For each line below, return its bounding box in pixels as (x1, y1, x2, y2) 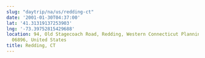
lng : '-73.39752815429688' (6, 25, 75, 32)
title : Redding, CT (6, 43, 56, 49)
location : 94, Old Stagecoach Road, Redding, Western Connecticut (6, 31, 179, 37)
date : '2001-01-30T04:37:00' (6, 14, 81, 21)
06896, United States (12, 37, 67, 43)
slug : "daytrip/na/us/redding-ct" (6, 8, 95, 15)
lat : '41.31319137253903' (6, 20, 72, 26)
